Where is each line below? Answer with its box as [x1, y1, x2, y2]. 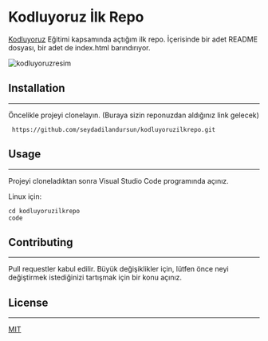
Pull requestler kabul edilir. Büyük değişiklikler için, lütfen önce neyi [8, 264, 229, 274]
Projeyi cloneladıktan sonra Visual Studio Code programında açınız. [8, 176, 229, 185]
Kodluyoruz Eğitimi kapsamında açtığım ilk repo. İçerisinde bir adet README [8, 34, 258, 44]
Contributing [8, 236, 73, 249]
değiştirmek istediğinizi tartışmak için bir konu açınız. [8, 272, 182, 283]
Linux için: [8, 192, 42, 201]
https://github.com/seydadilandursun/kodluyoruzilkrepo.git [11, 125, 216, 133]
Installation [8, 81, 65, 95]
